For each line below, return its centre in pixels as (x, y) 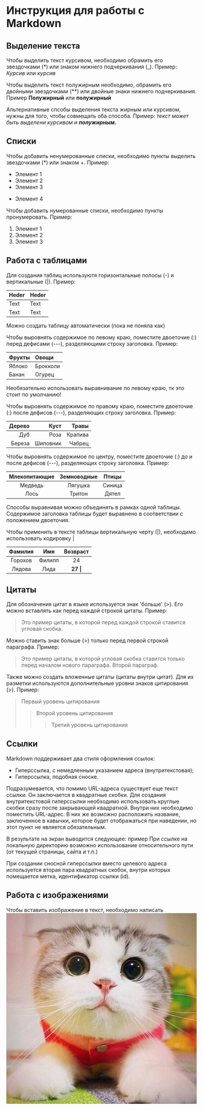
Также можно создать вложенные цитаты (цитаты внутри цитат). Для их (100, 676)
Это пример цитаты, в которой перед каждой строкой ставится (103, 622)
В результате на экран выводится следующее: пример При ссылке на (97, 839)
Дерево (19, 426)
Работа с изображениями (57, 895)
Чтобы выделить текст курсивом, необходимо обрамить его (85, 60)
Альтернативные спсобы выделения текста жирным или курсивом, (94, 109)
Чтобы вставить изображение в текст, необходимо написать (85, 910)
